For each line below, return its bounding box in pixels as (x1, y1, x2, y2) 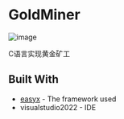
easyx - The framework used (19, 94, 117, 104)
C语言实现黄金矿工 (8, 48, 71, 58)
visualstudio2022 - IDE (19, 102, 97, 112)
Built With (8, 72, 59, 86)
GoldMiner (8, 6, 81, 24)
